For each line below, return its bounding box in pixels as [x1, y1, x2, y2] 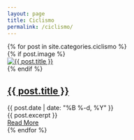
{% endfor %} [7, 126, 47, 134]
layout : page [7, 10, 45, 17]
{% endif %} [7, 64, 43, 73]
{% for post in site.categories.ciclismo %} [7, 43, 127, 51]
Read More [7, 118, 39, 127]
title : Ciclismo [7, 17, 54, 24]
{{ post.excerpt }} [7, 111, 58, 120]
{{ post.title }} [7, 85, 70, 97]
